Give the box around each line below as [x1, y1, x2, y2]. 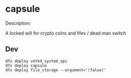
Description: [5, 20, 31, 26]
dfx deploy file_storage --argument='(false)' [5, 67, 106, 72]
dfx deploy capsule [5, 63, 47, 68]
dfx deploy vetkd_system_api [5, 59, 68, 64]
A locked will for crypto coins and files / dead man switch [5, 30, 126, 36]
